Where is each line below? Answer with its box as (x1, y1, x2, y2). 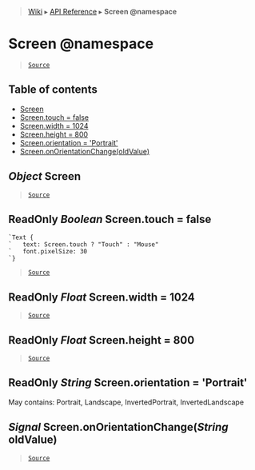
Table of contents (8, 83, 98, 97)
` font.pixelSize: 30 (8, 248, 88, 256)
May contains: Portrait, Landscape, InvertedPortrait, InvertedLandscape (8, 397, 245, 407)
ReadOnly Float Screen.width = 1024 (8, 290, 195, 304)
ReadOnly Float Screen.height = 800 (8, 333, 195, 347)
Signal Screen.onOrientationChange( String (8, 420, 229, 434)
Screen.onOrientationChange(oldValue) (19, 146, 150, 156)
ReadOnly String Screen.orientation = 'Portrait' (8, 376, 248, 390)
